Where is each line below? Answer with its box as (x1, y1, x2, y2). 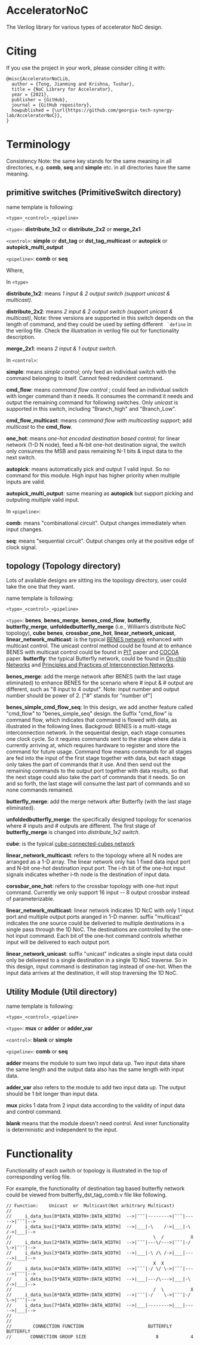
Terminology (6, 138, 70, 152)
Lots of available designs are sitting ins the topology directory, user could (6, 577, 187, 584)
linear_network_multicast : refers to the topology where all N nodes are (6, 852, 183, 859)
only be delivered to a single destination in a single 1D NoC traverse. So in (6, 956, 187, 964)
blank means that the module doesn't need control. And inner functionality (6, 1120, 190, 1127)
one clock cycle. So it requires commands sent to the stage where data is (6, 735, 187, 743)
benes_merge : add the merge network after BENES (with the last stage (6, 673, 181, 680)
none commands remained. (6, 786, 73, 793)
